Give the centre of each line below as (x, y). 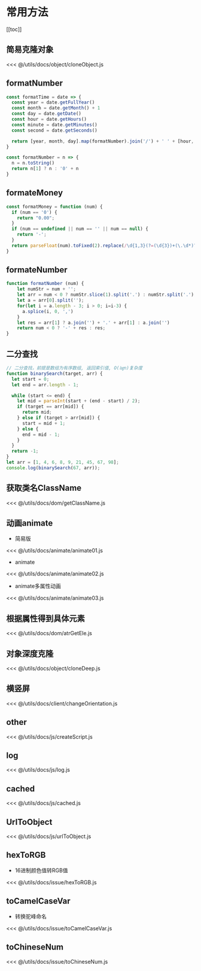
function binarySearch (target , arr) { (54, 374)
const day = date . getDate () (47, 114)
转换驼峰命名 (31, 916)
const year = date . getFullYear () (53, 102)
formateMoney (35, 193)
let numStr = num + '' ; (47, 289)
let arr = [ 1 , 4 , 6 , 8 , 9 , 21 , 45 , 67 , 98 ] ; (63, 462)
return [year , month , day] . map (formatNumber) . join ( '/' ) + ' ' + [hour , (103, 141)
